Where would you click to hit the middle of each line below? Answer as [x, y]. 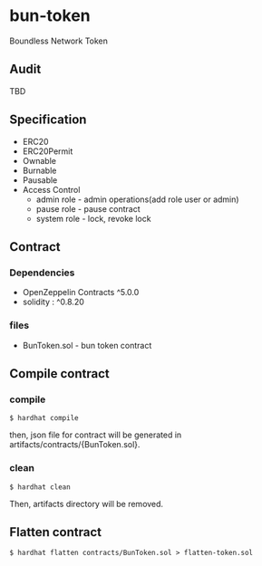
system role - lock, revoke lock [93, 218]
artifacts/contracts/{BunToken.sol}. [75, 445]
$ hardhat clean [40, 487]
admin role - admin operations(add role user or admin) [137, 199]
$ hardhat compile [44, 418]
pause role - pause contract [88, 208]
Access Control [51, 189]
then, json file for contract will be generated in [96, 435]
